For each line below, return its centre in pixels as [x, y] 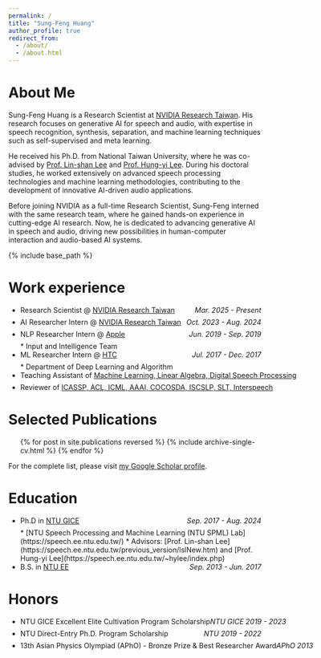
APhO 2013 [295, 645]
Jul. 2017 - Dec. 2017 [226, 355]
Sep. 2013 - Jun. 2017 [225, 567]
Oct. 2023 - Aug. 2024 [223, 322]
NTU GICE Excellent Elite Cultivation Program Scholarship [115, 621]
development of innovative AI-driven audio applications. [101, 190]
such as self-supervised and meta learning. [80, 140]
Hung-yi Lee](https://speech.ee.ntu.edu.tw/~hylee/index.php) [122, 558]
